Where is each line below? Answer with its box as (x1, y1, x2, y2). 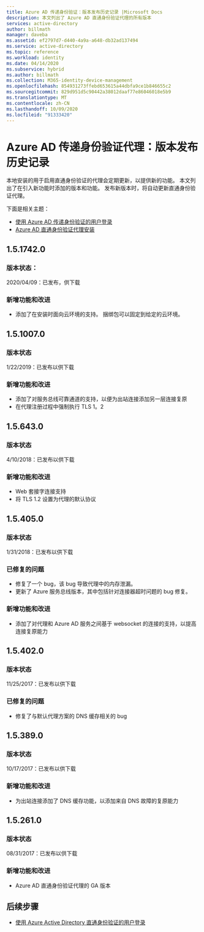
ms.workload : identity (6, 55, 64, 61)
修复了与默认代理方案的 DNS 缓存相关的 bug (15, 712, 127, 720)
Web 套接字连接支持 (15, 488, 66, 495)
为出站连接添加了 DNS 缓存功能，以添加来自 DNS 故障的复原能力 (15, 797, 179, 804)
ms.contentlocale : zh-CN (6, 100, 70, 106)
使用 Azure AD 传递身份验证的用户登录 (15, 218, 113, 226)
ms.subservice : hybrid (6, 66, 64, 72)
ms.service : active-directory (6, 44, 84, 50)
